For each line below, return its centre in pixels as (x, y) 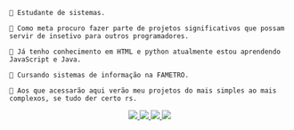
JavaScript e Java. (45, 60)
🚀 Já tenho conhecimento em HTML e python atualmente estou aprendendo (145, 52)
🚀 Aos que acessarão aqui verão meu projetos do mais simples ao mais (143, 91)
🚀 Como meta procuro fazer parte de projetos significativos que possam (147, 28)
